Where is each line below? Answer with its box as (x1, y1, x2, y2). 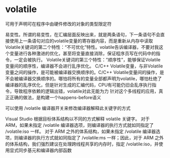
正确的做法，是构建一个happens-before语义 (9, 94, 101, 100)
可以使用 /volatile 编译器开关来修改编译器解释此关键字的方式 (5, 105, 131, 111)
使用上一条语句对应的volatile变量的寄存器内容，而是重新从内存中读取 (9, 38, 153, 44)
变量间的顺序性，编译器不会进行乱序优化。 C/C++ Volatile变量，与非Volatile (5, 63, 163, 69)
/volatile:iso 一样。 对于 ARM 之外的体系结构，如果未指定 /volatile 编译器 (5, 128, 156, 134)
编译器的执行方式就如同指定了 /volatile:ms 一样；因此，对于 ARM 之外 (18, 134, 164, 140)
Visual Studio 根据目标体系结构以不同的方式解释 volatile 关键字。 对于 (5, 116, 150, 122)
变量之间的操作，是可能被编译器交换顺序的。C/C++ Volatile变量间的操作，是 (5, 69, 164, 75)
